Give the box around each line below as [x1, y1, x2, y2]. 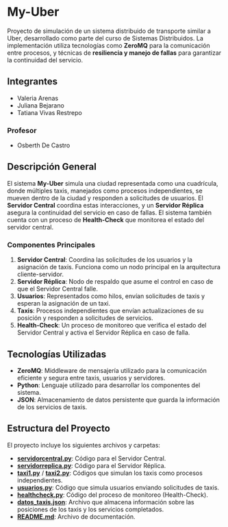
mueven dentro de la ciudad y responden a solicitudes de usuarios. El [7, 193, 203, 202]
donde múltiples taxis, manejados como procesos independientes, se [7, 186, 203, 195]
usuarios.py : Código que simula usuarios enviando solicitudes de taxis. [16, 483, 220, 491]
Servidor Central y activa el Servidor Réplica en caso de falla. [16, 328, 190, 336]
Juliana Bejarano [16, 101, 65, 110]
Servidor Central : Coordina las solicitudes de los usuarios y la [16, 256, 193, 264]
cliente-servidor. [16, 270, 64, 278]
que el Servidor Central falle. [16, 285, 98, 293]
